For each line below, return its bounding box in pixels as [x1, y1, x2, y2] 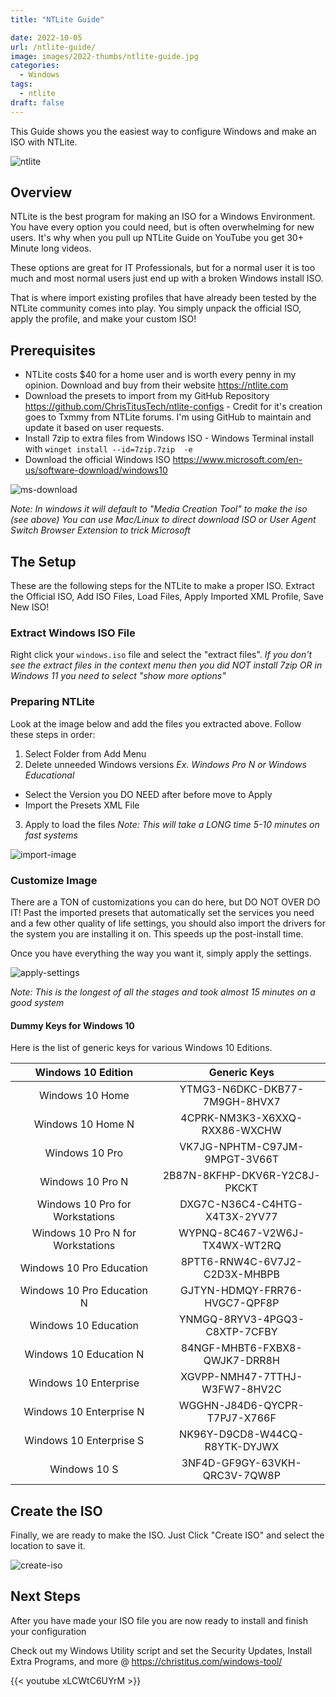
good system [10, 996, 65, 1008]
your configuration [10, 1625, 87, 1637]
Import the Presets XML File [24, 799, 140, 811]
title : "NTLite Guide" [10, 14, 105, 25]
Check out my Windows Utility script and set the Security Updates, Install [10, 1644, 313, 1656]
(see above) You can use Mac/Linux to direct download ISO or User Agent [10, 514, 317, 526]
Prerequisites [10, 342, 96, 359]
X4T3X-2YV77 [204, 1210, 278, 1224]
